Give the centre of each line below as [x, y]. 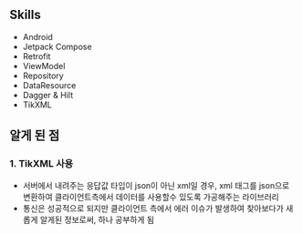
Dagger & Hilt [48, 95]
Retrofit [36, 56]
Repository [43, 76]
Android [37, 36]
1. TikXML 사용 [42, 164]
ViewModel [44, 66]
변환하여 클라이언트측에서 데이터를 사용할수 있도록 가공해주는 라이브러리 [151, 197]
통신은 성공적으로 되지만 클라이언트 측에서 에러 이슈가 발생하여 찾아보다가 [153, 208]
